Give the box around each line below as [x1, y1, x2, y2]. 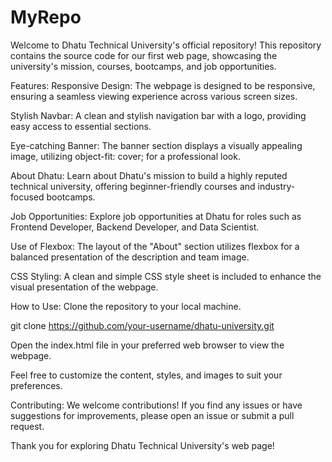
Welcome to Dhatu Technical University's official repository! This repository [10, 39, 322, 51]
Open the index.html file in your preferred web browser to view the [10, 339, 285, 351]
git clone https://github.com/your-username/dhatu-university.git [10, 319, 275, 331]
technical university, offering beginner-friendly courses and [10, 180, 256, 192]
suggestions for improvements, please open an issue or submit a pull [10, 409, 295, 421]
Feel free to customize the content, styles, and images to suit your [10, 369, 283, 381]
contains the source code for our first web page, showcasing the [10, 49, 278, 61]
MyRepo [10, 6, 82, 29]
